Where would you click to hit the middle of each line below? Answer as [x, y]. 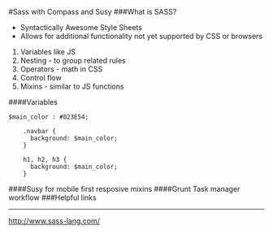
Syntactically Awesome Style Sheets [81, 27]
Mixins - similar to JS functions [72, 86]
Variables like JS [48, 52]
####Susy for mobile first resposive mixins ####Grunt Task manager [124, 189]
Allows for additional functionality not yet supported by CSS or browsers [141, 36]
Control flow [41, 78]
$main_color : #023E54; [49, 117]
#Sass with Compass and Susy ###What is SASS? [93, 12]
